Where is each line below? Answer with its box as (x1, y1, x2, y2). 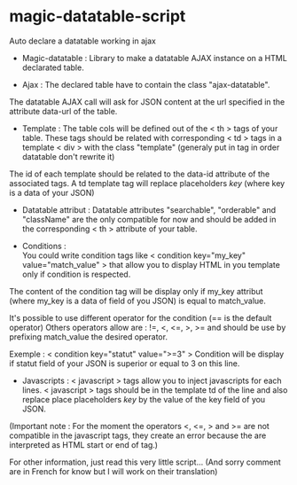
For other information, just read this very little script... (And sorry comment (9, 457, 281, 467)
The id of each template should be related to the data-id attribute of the (9, 168, 270, 179)
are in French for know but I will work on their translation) (9, 465, 218, 476)
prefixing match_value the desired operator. (9, 331, 168, 342)
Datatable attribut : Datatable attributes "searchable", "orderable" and (21, 204, 277, 215)
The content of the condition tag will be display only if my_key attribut (9, 286, 263, 296)
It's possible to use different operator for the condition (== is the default (9, 312, 272, 323)
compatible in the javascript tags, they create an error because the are (9, 430, 267, 441)
